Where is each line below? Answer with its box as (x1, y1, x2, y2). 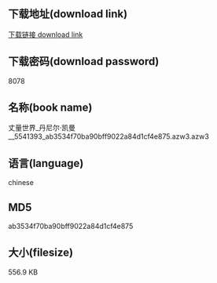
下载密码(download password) (8, 55, 160, 68)
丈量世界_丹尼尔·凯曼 (8, 123, 76, 132)
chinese (8, 178, 34, 187)
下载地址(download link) (8, 7, 128, 21)
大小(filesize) (8, 246, 73, 259)
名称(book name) (8, 101, 93, 114)
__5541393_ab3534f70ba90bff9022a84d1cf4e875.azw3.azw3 (8, 132, 210, 141)
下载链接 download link (8, 30, 83, 39)
